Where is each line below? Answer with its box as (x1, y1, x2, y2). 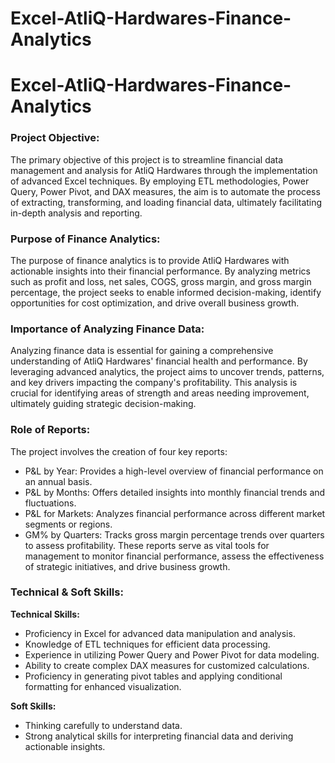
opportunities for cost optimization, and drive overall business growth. (10, 297, 300, 309)
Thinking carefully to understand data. (24, 719, 183, 731)
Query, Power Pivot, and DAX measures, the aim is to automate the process (10, 185, 321, 197)
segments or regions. (24, 518, 113, 530)
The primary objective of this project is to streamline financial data (10, 153, 284, 166)
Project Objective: (10, 131, 100, 145)
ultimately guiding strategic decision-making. (10, 398, 197, 410)
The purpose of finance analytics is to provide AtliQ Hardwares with (10, 254, 290, 266)
